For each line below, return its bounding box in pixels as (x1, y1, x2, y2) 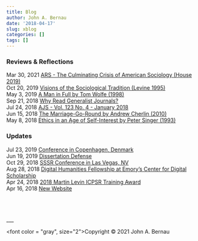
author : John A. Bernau (6, 15, 67, 21)
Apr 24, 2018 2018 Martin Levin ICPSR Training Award (6, 178, 141, 185)
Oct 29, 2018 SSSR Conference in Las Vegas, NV (6, 159, 129, 166)
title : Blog (6, 9, 37, 15)
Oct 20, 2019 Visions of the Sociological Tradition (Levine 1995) (6, 84, 166, 92)
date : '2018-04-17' (6, 20, 56, 26)
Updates (6, 132, 32, 140)
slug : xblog (6, 26, 37, 32)
